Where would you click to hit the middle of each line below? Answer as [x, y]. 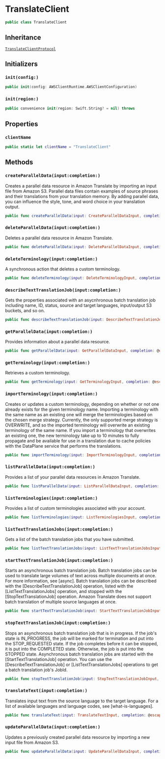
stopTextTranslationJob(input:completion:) [58, 623]
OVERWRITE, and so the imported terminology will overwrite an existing [78, 425]
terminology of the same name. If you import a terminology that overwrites [81, 430]
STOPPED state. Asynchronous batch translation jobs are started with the [79, 654]
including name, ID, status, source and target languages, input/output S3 [79, 305]
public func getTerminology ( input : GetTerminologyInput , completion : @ [80, 382]
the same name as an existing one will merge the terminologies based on [79, 414]
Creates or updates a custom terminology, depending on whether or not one [82, 404]
